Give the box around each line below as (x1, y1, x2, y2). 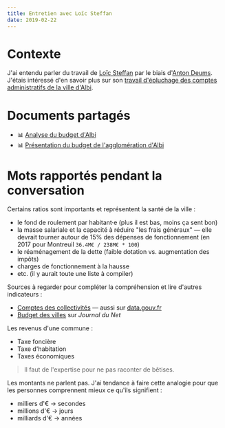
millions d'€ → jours (17, 407, 74, 415)
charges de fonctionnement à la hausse (17, 262, 129, 270)
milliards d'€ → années (17, 414, 83, 422)
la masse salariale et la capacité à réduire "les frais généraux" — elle (17, 226, 212, 234)
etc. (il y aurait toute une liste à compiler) (17, 270, 133, 278)
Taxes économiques (17, 352, 74, 361)
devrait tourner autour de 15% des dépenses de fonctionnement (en (17, 233, 210, 242)
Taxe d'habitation (17, 345, 67, 353)
